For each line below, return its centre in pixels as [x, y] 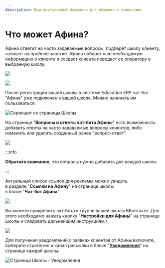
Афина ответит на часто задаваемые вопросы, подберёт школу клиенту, [83, 48]
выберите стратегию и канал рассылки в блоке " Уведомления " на [77, 245]
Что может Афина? [47, 34]
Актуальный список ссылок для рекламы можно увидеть [67, 181]
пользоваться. [20, 103]
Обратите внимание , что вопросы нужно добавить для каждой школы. [82, 161]
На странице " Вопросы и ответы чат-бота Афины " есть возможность [81, 122]
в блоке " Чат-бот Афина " [32, 191]
